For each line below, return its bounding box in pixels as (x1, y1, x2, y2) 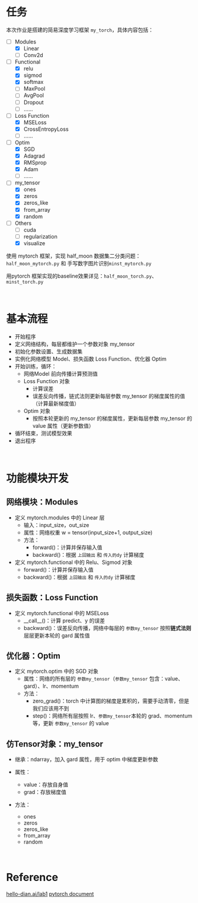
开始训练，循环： (14, 362, 57, 369)
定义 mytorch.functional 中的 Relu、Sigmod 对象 (14, 559, 133, 566)
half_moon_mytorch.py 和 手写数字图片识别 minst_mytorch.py (6, 259, 152, 266)
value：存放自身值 (23, 781, 69, 788)
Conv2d (23, 52, 43, 59)
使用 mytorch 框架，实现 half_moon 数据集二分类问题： (6, 252, 141, 259)
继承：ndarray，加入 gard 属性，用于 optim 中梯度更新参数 (14, 756, 158, 763)
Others (14, 220, 32, 227)
